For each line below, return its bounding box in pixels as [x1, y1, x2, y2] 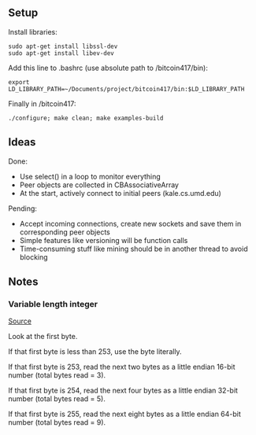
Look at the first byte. [8, 332, 78, 341]
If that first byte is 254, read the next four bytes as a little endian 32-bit [8, 385, 239, 396]
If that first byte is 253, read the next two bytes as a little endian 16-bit [8, 362, 236, 372]
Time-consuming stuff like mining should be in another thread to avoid [19, 244, 248, 253]
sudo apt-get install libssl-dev [8, 42, 118, 50]
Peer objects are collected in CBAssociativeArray [19, 180, 180, 190]
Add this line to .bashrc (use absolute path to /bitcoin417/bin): [8, 63, 209, 72]
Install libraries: [8, 27, 58, 36]
